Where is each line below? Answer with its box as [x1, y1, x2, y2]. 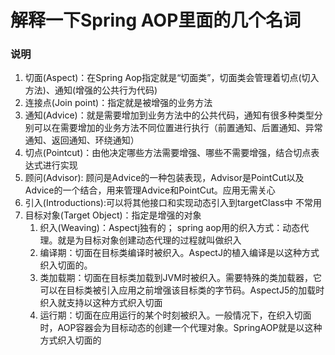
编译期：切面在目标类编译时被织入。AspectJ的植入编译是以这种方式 [39, 247, 320, 259]
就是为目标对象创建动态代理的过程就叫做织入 [57, 234, 242, 246]
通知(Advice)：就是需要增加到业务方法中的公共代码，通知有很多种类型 [24, 109, 315, 121]
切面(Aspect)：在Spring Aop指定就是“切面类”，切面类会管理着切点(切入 [24, 72, 320, 84]
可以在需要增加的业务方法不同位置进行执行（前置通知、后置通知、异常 [33, 122, 323, 134]
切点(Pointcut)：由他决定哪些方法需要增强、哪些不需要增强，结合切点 [24, 147, 312, 159]
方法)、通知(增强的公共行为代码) [24, 84, 158, 96]
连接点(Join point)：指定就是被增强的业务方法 [24, 97, 213, 109]
